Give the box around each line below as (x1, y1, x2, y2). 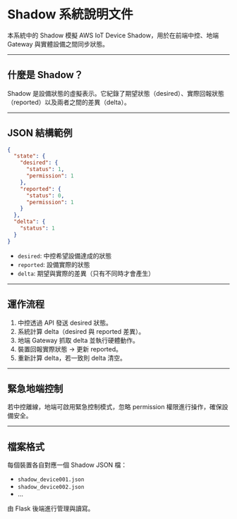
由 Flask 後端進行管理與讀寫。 (7, 504, 95, 513)
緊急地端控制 (7, 382, 63, 394)
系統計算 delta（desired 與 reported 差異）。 (17, 327, 145, 335)
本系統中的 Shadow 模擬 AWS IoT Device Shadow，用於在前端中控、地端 (7, 31, 219, 39)
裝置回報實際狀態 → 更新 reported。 (17, 344, 122, 353)
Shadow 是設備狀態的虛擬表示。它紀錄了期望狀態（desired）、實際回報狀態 (7, 89, 224, 97)
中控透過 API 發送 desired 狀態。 (17, 318, 113, 327)
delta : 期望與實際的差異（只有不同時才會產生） (17, 269, 155, 277)
